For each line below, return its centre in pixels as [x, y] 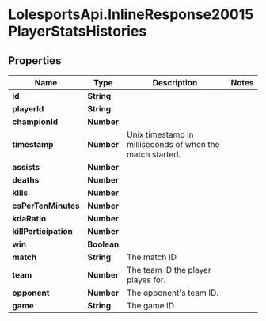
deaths [26, 180]
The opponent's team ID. [173, 293]
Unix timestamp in [160, 134]
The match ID [151, 257]
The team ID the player [169, 270]
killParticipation [43, 231]
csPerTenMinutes [46, 206]
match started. [154, 154]
